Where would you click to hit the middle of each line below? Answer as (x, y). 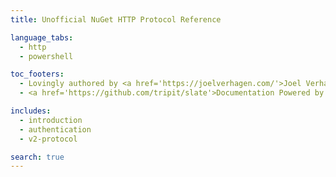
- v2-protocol (48, 139)
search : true (37, 157)
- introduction (51, 120)
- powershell (46, 56)
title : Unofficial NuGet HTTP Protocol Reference (116, 19)
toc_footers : (37, 74)
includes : (31, 111)
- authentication (55, 129)
